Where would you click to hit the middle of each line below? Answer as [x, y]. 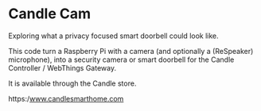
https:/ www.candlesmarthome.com [66, 98]
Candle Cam [50, 14]
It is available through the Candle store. [72, 83]
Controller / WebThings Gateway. [62, 67]
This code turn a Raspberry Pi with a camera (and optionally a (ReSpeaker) [131, 51]
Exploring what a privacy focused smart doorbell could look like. [113, 36]
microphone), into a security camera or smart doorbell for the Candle [121, 59]
